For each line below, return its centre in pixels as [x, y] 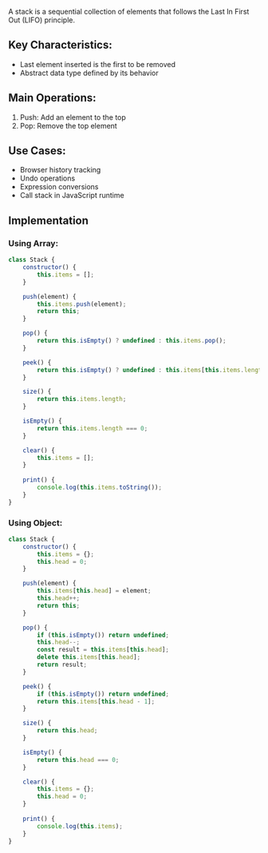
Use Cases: [37, 151]
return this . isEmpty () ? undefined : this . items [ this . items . [141, 370]
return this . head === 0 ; [78, 760]
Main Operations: [52, 98]
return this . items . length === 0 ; [93, 428]
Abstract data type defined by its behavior [89, 73]
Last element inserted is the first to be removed [98, 64]
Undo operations [47, 178]
